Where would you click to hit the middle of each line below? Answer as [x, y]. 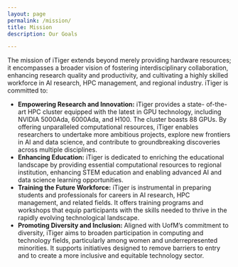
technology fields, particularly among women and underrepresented [118, 241]
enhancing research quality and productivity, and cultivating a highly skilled [118, 75]
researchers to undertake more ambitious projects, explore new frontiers [124, 135]
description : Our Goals [43, 34]
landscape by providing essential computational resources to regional [119, 165]
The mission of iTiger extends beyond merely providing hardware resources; [119, 61]
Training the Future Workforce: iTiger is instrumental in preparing [114, 188]
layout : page [27, 14]
